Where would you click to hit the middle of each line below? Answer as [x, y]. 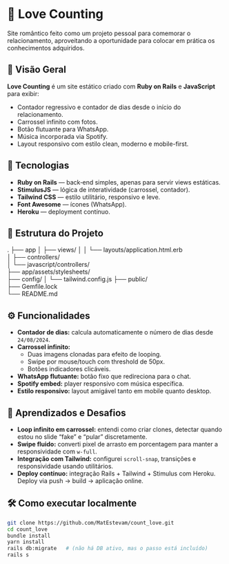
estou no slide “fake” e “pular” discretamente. [82, 437]
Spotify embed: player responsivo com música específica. [100, 384]
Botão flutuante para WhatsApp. [63, 129]
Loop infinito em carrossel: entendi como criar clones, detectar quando [120, 429]
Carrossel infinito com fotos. [57, 122]
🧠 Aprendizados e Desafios [67, 413]
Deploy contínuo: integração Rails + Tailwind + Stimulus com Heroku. [116, 473]
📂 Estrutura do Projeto [55, 233]
